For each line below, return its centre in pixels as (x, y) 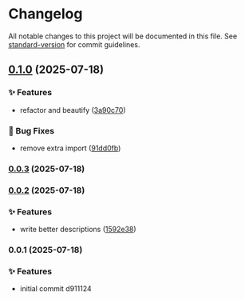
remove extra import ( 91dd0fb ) (70, 148)
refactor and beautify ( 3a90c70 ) (73, 110)
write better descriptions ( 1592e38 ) (78, 230)
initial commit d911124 (55, 289)
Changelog (45, 14)
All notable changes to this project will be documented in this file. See (123, 36)
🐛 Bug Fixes (31, 130)
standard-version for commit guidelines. (74, 44)
